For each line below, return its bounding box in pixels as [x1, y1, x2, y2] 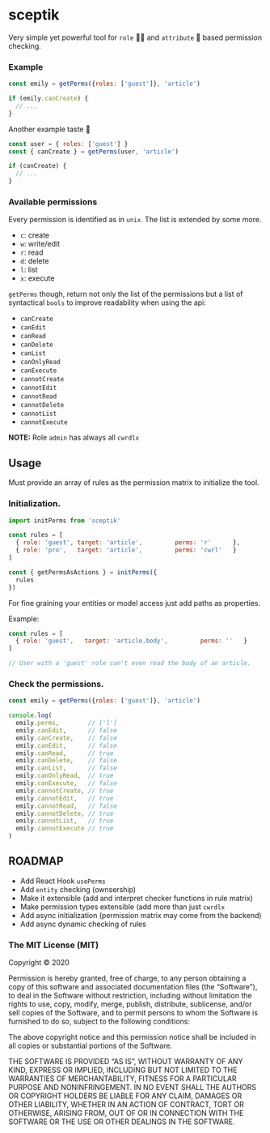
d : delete [19, 256, 49, 266]
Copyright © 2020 [8, 958, 70, 968]
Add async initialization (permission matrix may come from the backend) [19, 910, 262, 920]
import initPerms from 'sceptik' [8, 517, 121, 525]
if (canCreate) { [8, 162, 67, 170]
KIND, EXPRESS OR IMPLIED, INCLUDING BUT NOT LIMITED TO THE [8, 1065, 238, 1075]
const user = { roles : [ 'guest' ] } [8, 139, 129, 148]
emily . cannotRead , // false [15, 801, 117, 810]
